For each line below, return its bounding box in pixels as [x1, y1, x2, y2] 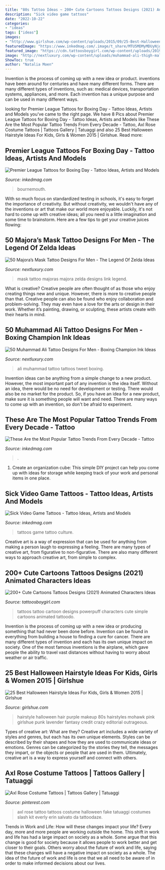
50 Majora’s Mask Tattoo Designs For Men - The [5, 236, 155, 244]
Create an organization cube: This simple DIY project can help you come [12, 465, 159, 471]
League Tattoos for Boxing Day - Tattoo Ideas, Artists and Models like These [5, 117, 160, 122]
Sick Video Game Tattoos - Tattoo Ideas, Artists [5, 489, 154, 498]
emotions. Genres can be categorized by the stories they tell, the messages [5, 744, 158, 750]
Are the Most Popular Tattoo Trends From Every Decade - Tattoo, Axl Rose [5, 121, 156, 128]
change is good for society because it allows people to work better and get [5, 839, 157, 845]
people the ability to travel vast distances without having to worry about [5, 650, 150, 655]
